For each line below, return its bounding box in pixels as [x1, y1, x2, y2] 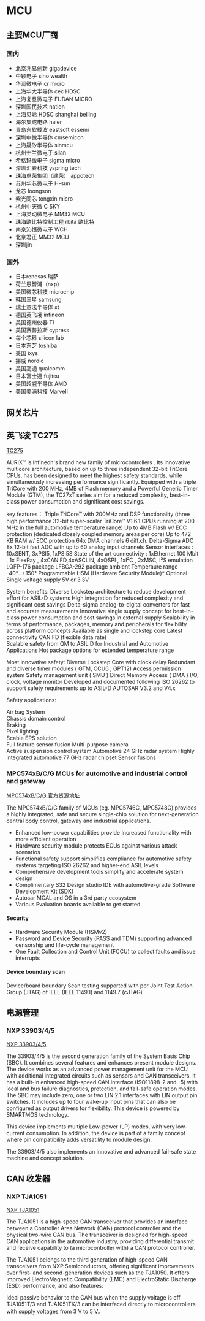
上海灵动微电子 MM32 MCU [15, 210, 86, 218]
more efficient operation [15, 835, 76, 843]
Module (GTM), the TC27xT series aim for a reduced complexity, [6, 491, 169, 499]
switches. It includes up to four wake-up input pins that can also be [6, 1098, 176, 1105]
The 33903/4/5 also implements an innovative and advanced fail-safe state [6, 1147, 196, 1155]
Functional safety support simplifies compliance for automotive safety [15, 855, 192, 862]
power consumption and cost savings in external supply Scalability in [20, 614, 195, 621]
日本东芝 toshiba [15, 342, 58, 350]
